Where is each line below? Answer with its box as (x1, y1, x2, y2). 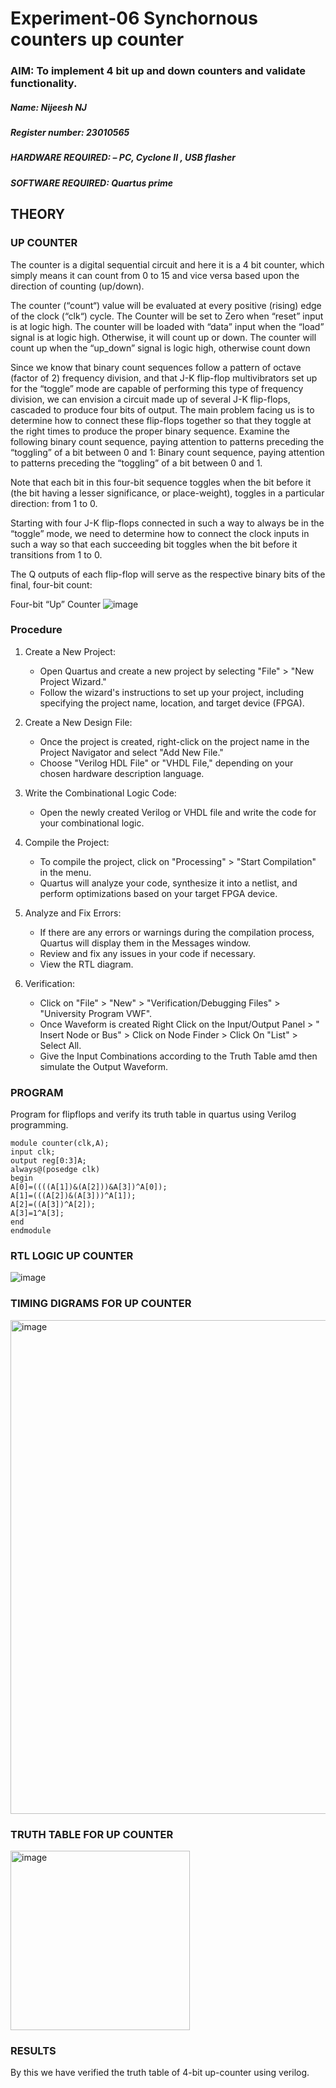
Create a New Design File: (24, 716, 133, 728)
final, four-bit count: (10, 578, 93, 591)
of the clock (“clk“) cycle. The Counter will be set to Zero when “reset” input (10, 310, 324, 322)
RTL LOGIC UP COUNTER (10, 1249, 134, 1263)
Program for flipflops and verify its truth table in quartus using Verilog (10, 1108, 297, 1121)
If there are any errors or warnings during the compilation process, (39, 926, 315, 938)
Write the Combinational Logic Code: (24, 787, 177, 799)
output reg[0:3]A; (10, 1156, 87, 1166)
